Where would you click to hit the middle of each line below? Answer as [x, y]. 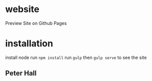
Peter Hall [21, 73]
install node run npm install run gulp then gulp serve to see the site [76, 57]
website [22, 9]
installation [29, 44]
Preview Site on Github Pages [36, 23]
